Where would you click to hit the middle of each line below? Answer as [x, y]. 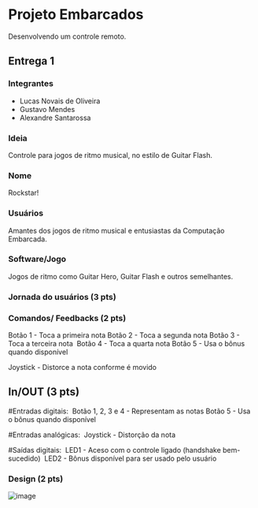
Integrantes [31, 84]
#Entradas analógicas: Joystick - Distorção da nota [92, 435]
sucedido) [24, 458]
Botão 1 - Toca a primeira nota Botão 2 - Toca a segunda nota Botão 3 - [124, 335]
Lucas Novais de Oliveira [60, 101]
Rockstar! [24, 193]
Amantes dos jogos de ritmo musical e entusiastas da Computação [116, 230]
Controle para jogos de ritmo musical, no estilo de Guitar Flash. [111, 155]
